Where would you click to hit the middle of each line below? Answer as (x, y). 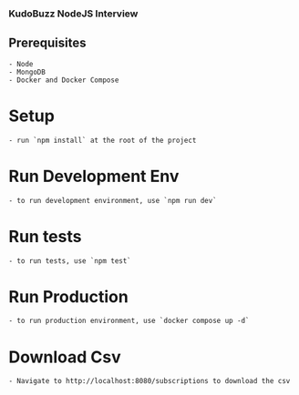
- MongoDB (27, 72)
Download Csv (65, 357)
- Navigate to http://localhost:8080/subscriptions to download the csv (149, 381)
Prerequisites (47, 43)
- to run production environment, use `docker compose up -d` (129, 321)
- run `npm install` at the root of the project (103, 140)
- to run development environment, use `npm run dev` (113, 200)
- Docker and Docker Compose (64, 80)
